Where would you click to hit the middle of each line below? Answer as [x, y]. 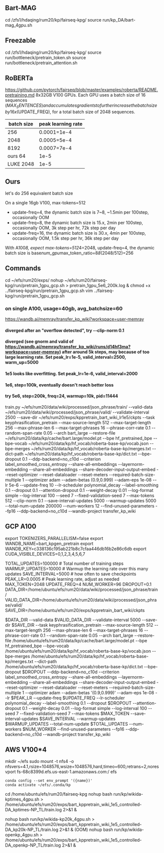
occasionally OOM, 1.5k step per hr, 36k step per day [65, 238]
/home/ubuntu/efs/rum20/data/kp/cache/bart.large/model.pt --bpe [80, 640]
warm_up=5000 [22, 363]
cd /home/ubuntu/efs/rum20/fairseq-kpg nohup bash [59, 794]
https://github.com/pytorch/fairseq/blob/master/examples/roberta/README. [82, 90]
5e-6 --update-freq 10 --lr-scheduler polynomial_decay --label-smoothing [84, 485]
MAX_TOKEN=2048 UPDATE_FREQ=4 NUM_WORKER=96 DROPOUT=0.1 [78, 584]
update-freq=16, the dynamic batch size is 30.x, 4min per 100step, [79, 233]
